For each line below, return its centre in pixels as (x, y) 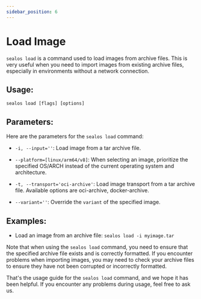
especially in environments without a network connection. (78, 71)
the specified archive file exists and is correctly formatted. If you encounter (100, 253)
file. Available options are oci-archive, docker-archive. (82, 190)
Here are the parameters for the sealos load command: (75, 136)
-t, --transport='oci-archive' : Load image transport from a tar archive (105, 184)
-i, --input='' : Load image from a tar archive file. (78, 148)
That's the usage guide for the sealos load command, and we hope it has (97, 278)
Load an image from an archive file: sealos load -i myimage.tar (94, 235)
